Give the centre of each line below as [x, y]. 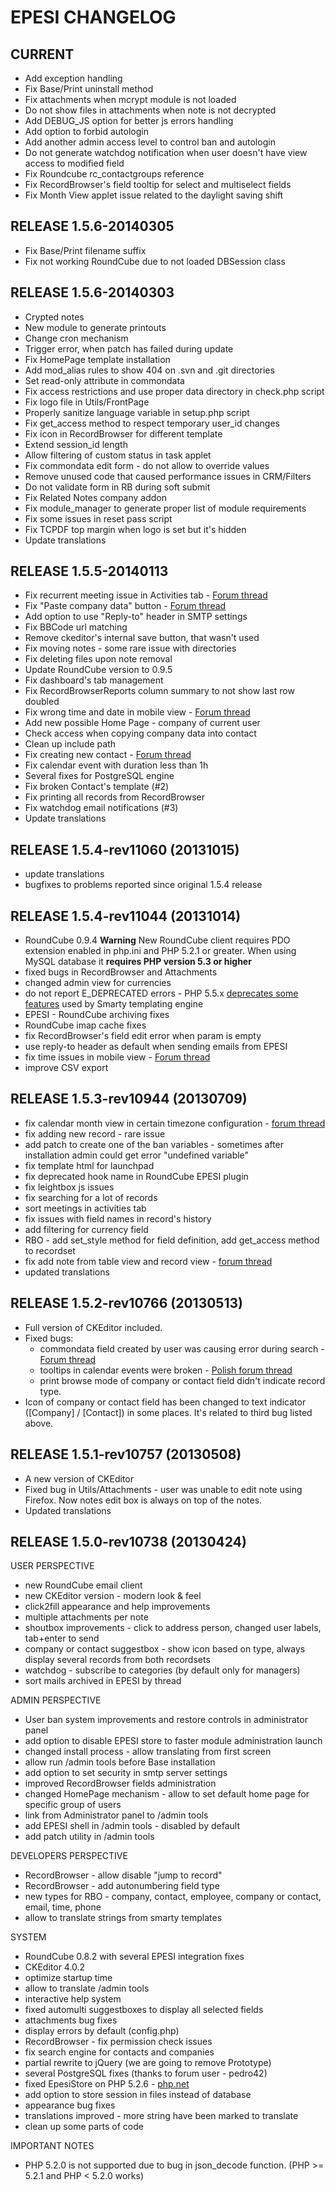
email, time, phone [63, 1907]
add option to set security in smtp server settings [126, 1773]
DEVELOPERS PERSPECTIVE [69, 1856]
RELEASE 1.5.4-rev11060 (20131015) [125, 849]
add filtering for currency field [86, 1229]
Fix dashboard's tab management [94, 680]
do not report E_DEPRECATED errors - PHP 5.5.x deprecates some [161, 993]
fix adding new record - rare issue [95, 1133]
